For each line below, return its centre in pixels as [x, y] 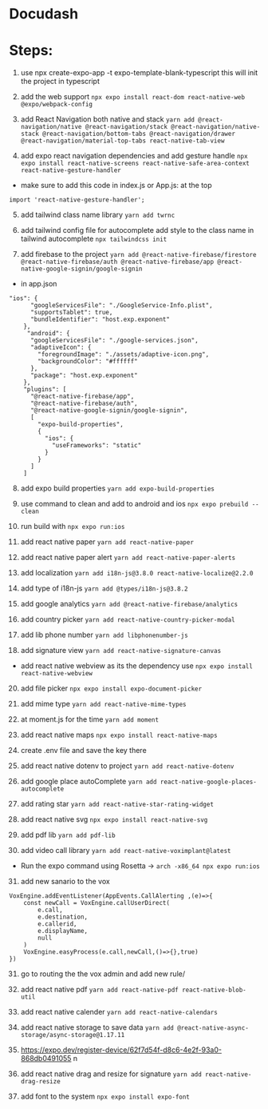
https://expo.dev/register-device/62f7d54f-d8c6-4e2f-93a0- [121, 1050]
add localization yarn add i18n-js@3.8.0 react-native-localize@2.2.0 [137, 573]
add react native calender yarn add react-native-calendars [119, 1012]
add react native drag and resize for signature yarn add [111, 1074]
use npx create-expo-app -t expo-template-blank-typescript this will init [139, 73]
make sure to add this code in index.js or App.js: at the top [116, 186]
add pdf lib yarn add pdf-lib [68, 835]
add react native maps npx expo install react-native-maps [119, 735]
